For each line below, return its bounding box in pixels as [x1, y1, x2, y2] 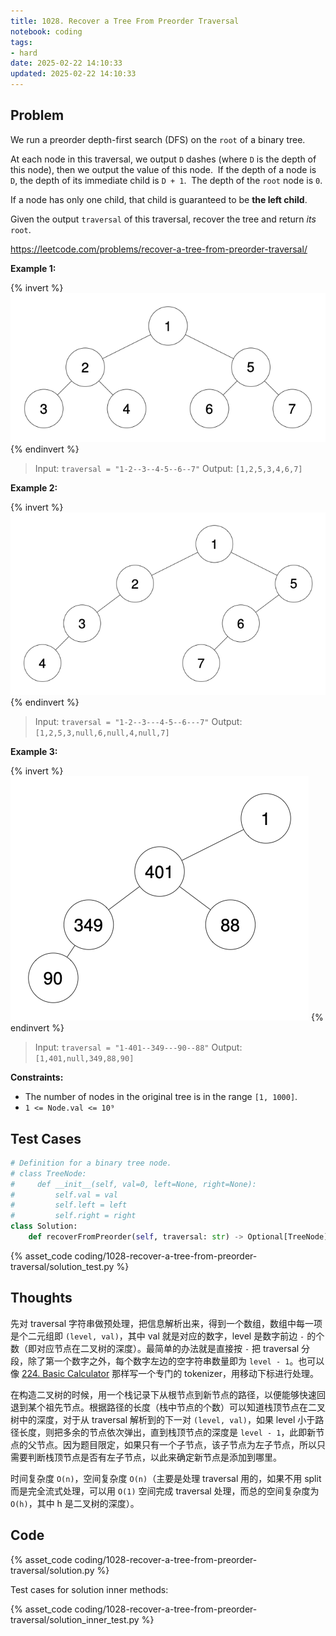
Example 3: [10, 746, 58, 758]
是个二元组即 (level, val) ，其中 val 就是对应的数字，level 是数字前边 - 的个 [10, 1330, 325, 1342]
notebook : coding [10, 26, 83, 37]
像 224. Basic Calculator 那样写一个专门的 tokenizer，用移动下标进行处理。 [10, 1367, 320, 1379]
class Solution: [10, 1221, 78, 1232]
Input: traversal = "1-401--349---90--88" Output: [34, 1041, 243, 1054]
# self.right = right [10, 1211, 137, 1221]
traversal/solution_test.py [10, 1260, 115, 1272]
